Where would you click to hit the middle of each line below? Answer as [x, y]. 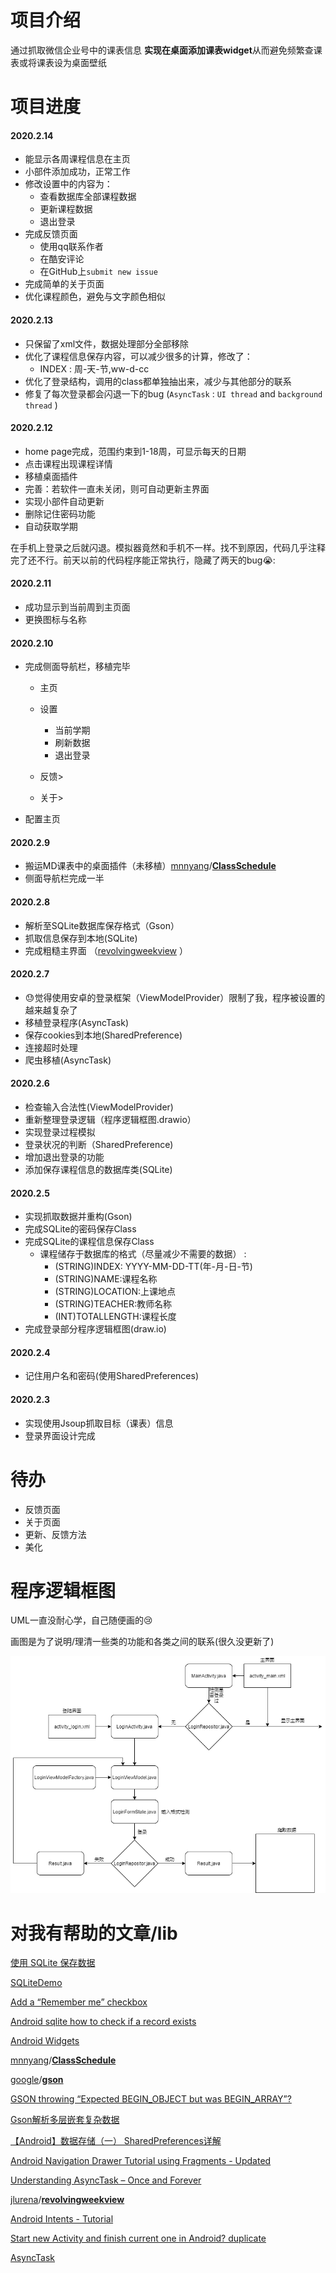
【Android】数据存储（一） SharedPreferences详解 [116, 2141]
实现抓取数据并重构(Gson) [78, 1217]
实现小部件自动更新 [64, 501]
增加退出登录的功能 [64, 1157]
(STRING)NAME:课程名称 [106, 1279]
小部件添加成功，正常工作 [77, 172]
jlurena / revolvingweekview [67, 2200]
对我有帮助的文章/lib [94, 1933]
